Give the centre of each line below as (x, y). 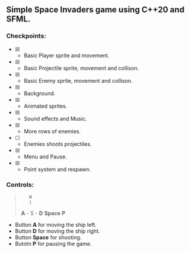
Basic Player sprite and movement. (66, 55)
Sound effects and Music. (55, 118)
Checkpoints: (26, 36)
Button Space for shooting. (48, 237)
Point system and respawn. (57, 169)
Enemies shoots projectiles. (58, 144)
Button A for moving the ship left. (56, 224)
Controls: (20, 185)
